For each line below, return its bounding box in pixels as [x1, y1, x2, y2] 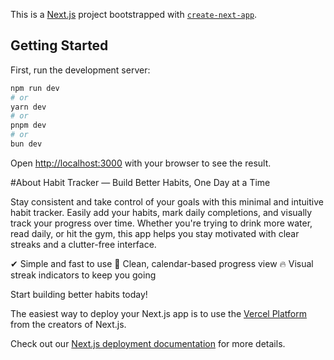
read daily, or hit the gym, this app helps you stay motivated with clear [10, 227, 300, 239]
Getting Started [10, 37, 109, 54]
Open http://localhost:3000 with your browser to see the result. [10, 157, 272, 169]
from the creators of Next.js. [10, 318, 127, 330]
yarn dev [10, 102, 47, 112]
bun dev [10, 139, 43, 149]
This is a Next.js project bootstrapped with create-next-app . [10, 9, 258, 20]
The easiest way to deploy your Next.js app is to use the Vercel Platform [10, 307, 308, 319]
